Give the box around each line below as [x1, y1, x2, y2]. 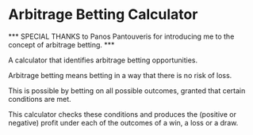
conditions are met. [8, 94, 71, 103]
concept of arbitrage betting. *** [8, 39, 115, 49]
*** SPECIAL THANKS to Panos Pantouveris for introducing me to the [8, 32, 235, 41]
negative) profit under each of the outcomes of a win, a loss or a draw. [8, 118, 239, 127]
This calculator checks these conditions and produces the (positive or [8, 109, 236, 119]
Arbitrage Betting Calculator [8, 6, 198, 24]
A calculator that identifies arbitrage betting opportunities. [8, 55, 198, 65]
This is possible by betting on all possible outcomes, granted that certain [8, 85, 246, 96]
